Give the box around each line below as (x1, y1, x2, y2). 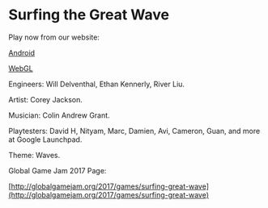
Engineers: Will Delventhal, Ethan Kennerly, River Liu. (8, 79, 185, 89)
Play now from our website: (8, 32, 100, 42)
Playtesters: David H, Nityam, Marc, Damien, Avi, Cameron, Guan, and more (8, 126, 261, 135)
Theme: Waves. (8, 150, 61, 160)
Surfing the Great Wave (8, 6, 170, 24)
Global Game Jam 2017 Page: (8, 165, 107, 175)
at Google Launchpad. (8, 135, 83, 144)
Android (8, 48, 35, 57)
